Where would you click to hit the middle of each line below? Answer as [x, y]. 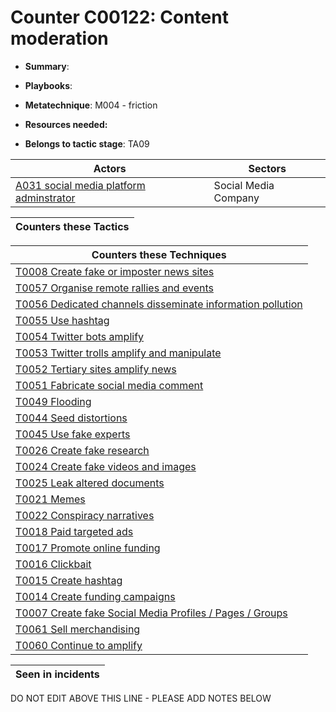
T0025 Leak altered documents [90, 483]
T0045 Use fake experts [73, 434]
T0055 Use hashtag [62, 320]
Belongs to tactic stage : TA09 [87, 143]
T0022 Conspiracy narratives [85, 515]
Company [236, 198]
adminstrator [45, 198]
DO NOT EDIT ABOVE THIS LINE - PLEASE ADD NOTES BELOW [141, 698]
